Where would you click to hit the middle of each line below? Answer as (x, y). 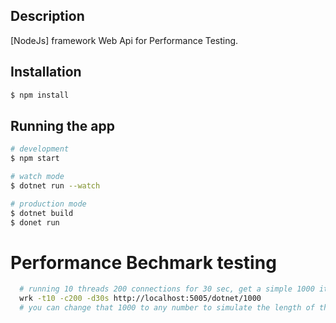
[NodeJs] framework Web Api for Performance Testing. (124, 40)
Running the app (62, 125)
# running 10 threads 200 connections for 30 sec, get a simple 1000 (167, 289)
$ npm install (40, 95)
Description (47, 16)
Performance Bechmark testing (143, 262)
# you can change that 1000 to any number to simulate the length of (167, 308)
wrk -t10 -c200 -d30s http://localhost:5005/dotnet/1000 (140, 299)
